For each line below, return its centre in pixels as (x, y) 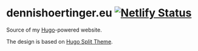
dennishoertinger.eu (59, 13)
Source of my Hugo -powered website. (54, 30)
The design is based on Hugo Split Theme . (60, 41)
